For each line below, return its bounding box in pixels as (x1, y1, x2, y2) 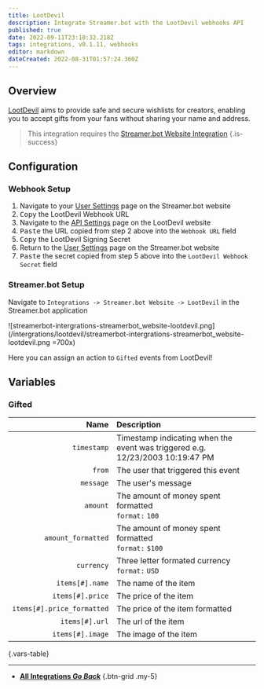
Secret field (19, 260, 57, 269)
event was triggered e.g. (116, 442, 207, 453)
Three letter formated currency (116, 555, 231, 566)
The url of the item (116, 616, 185, 627)
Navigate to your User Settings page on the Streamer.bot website (19, 201, 231, 211)
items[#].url (60, 618, 109, 626)
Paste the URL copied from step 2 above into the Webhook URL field (19, 226, 236, 236)
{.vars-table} (8, 649, 49, 658)
